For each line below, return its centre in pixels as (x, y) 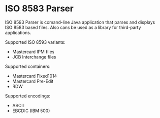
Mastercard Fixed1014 (34, 76)
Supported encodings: (28, 96)
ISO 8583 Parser (39, 9)
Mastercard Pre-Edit (33, 81)
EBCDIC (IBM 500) (31, 111)
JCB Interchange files (34, 57)
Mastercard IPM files (33, 52)
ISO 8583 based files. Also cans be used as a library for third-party (73, 27)
